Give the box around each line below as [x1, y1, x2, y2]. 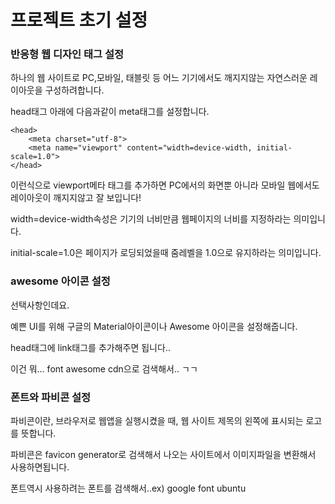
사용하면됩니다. [10, 461, 70, 473]
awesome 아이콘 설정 [10, 274, 111, 288]
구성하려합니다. [44, 84, 105, 96]
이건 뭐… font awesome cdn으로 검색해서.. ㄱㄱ [10, 362, 198, 375]
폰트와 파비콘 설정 [10, 390, 92, 404]
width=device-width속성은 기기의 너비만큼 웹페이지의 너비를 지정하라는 [10, 213, 292, 225]
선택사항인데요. [10, 299, 70, 311]
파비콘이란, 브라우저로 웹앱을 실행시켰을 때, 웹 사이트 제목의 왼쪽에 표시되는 [10, 415, 304, 427]
